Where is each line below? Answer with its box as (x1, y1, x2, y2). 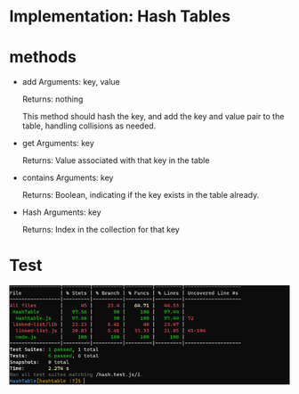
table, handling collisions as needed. (21, 120, 157, 131)
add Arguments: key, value (21, 77, 120, 87)
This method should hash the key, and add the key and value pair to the (21, 111, 285, 122)
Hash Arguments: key (21, 207, 101, 218)
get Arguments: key (21, 138, 95, 149)
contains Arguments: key (21, 172, 114, 184)
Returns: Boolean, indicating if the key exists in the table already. (21, 190, 260, 201)
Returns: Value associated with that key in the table (21, 155, 210, 166)
